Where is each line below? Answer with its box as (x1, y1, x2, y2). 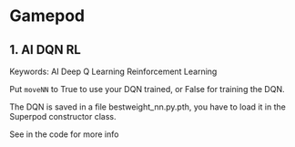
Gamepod (9, 5, 85, 26)
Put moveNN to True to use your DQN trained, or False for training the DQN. (9, 84, 285, 94)
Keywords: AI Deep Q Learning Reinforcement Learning (9, 66, 218, 77)
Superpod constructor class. (9, 111, 117, 121)
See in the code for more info (9, 129, 119, 140)
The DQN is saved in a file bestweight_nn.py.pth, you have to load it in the (9, 101, 287, 112)
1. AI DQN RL (9, 42, 82, 58)
